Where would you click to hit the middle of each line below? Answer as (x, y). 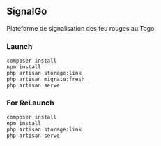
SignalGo (27, 12)
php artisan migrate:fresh (46, 80)
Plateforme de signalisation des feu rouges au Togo (80, 28)
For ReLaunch (30, 103)
